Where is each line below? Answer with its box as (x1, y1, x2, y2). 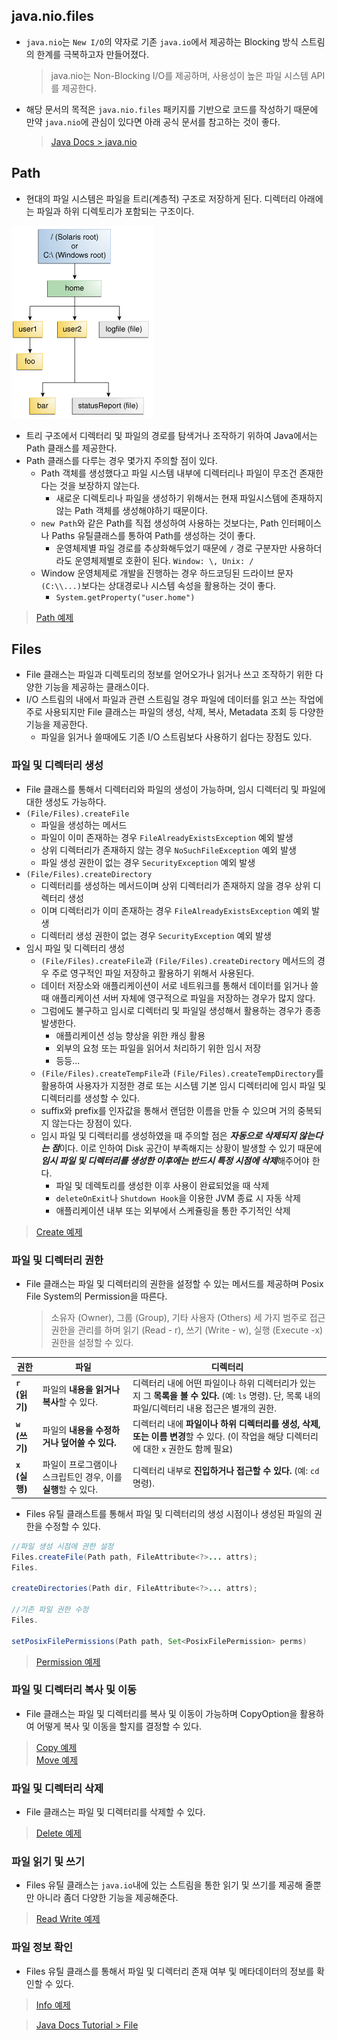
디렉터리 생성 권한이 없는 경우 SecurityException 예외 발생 (40, 929, 272, 941)
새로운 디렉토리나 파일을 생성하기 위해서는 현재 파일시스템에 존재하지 (55, 492, 324, 504)
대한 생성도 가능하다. (25, 795, 107, 808)
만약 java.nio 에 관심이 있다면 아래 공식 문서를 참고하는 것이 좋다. (25, 115, 281, 128)
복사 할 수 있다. (42, 1395, 99, 1408)
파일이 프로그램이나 (42, 1459, 118, 1471)
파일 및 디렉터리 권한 (11, 1253, 104, 1267)
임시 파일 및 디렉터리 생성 (25, 942, 126, 954)
